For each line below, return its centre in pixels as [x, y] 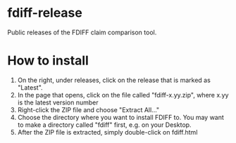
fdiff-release [45, 13]
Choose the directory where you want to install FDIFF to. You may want [120, 117]
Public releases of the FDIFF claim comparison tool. [82, 32]
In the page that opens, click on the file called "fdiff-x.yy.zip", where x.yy [123, 95]
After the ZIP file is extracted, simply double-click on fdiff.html [107, 132]
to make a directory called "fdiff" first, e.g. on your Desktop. [104, 125]
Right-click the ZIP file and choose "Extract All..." [88, 109]
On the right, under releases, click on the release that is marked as [114, 80]
